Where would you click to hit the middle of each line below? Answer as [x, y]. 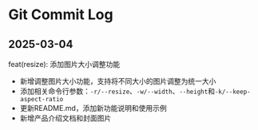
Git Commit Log [61, 15]
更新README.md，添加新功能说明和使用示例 [93, 108]
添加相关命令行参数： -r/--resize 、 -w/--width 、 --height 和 [117, 91]
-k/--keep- [233, 92]
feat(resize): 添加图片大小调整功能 [64, 64]
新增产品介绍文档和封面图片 [65, 118]
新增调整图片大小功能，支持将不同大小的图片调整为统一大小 [118, 81]
